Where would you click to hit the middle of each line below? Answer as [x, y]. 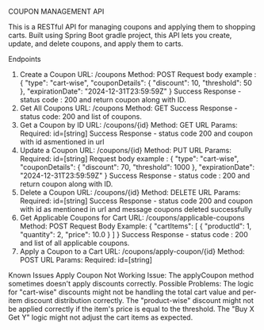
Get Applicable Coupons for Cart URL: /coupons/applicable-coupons [132, 218]
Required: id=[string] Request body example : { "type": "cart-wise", [129, 159]
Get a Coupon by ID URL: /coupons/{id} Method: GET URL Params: [128, 125]
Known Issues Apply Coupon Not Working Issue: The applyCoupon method [131, 275]
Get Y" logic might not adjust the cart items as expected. [101, 317]
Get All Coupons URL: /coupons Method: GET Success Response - [128, 108]
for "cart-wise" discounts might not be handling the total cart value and [124, 292]
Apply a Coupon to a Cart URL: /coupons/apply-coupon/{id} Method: [132, 251]
